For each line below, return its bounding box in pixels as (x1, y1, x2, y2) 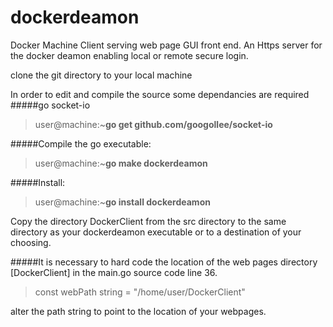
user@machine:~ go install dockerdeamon (34, 196, 211, 208)
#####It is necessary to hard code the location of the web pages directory (10, 256, 318, 268)
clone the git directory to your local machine (10, 69, 193, 81)
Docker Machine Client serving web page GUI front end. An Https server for (10, 39, 323, 51)
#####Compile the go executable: (10, 137, 152, 150)
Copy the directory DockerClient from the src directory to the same (10, 215, 287, 227)
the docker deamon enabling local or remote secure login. (10, 49, 249, 61)
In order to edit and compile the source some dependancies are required (10, 88, 310, 100)
